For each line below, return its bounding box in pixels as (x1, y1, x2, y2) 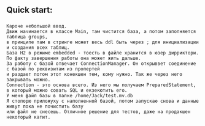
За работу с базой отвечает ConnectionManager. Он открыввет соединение (6, 61, 196, 67)
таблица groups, (6, 34, 48, 40)
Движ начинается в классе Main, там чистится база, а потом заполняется (6, 29, 196, 35)
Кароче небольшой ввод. (6, 23, 68, 29)
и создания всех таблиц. (6, 45, 70, 51)
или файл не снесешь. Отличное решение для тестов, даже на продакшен (6, 109, 191, 115)
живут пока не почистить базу (6, 103, 84, 109)
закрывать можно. (6, 76, 51, 83)
